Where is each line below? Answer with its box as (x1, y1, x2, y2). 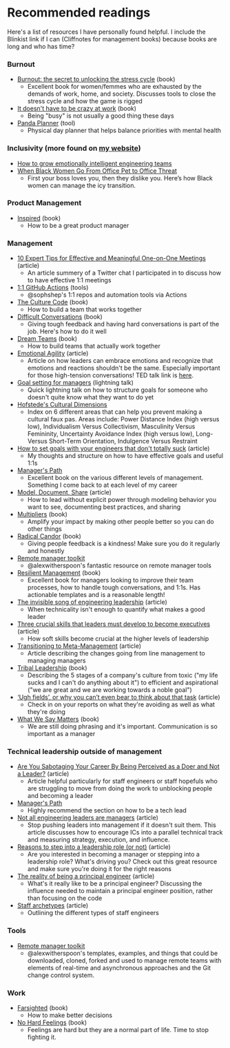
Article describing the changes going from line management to (27, 649, 205, 658)
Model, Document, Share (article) (17, 488, 112, 496)
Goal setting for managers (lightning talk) (17, 379, 134, 387)
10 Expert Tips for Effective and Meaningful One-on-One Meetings (17, 254, 207, 262)
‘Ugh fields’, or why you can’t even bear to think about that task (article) (17, 693, 220, 702)
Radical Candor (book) (17, 532, 81, 541)
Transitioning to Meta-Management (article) (17, 642, 142, 650)
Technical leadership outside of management (7, 747, 163, 757)
